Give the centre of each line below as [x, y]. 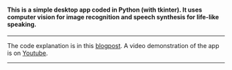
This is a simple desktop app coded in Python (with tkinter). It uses [105, 10]
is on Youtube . [28, 53]
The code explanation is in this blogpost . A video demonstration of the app [113, 46]
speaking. [22, 24]
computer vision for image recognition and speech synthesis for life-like [113, 16]
